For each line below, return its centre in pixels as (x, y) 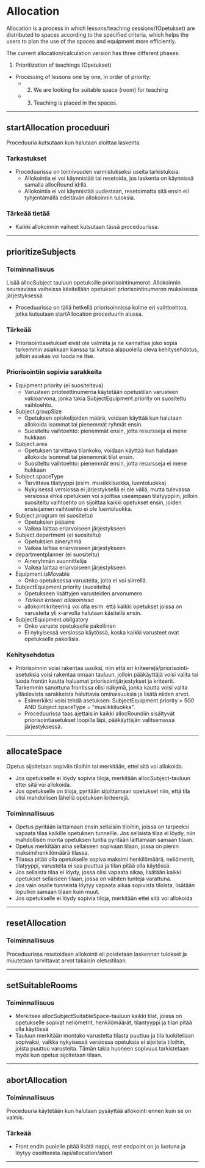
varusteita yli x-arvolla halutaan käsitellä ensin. (83, 612)
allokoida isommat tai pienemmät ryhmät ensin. (84, 424)
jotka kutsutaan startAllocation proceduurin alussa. (79, 314)
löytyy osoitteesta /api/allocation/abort (64, 1153)
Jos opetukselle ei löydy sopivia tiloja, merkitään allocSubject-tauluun (103, 778)
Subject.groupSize (38, 411)
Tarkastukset (27, 158)
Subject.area (31, 444)
